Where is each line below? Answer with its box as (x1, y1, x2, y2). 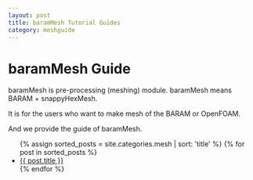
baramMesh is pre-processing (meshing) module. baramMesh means (8, 85, 233, 95)
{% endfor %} (19, 164, 65, 174)
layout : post (8, 11, 51, 20)
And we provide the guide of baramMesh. (8, 124, 143, 134)
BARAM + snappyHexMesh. (8, 94, 98, 103)
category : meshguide (8, 26, 76, 34)
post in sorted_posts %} (19, 148, 98, 157)
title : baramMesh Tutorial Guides (8, 19, 121, 27)
